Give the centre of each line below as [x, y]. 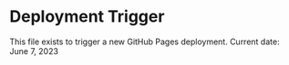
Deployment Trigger [87, 17]
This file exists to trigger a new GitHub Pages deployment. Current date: [144, 42]
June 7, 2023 [34, 51]
